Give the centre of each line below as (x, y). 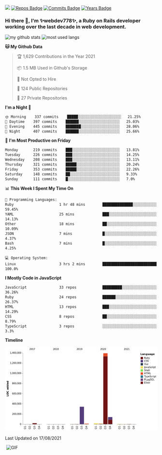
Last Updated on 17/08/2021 (33, 438)
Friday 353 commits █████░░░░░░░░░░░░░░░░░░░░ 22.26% (72, 169)
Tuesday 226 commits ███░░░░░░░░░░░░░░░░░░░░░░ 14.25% (72, 155)
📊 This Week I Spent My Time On (39, 188)
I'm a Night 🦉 (18, 107)
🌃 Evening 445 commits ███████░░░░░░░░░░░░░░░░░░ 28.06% (72, 127)
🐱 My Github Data (24, 47)
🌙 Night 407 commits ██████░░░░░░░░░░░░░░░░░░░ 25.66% (72, 132)
